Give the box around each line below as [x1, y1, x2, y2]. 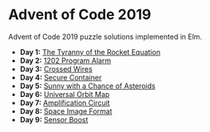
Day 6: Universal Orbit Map [19, 89, 110, 99]
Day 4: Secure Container [19, 72, 102, 82]
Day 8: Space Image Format [19, 106, 113, 116]
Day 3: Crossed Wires [19, 64, 93, 73]
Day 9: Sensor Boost [19, 115, 89, 124]
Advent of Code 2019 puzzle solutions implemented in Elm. [8, 32, 202, 41]
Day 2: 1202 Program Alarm [19, 56, 112, 65]
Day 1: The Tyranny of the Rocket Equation [19, 47, 161, 56]
